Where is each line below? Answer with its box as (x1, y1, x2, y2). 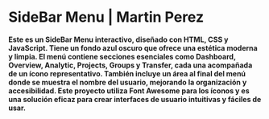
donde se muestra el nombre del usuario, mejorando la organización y (8, 77, 247, 87)
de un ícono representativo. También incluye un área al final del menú (8, 68, 246, 78)
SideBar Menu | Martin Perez (8, 8, 205, 27)
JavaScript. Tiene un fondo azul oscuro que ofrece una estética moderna (8, 43, 258, 52)
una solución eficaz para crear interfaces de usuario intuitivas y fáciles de (8, 94, 262, 104)
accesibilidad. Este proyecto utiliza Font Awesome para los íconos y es (8, 85, 250, 96)
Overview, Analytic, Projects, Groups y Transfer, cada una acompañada (8, 60, 253, 70)
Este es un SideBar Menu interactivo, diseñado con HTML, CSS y (8, 35, 229, 44)
